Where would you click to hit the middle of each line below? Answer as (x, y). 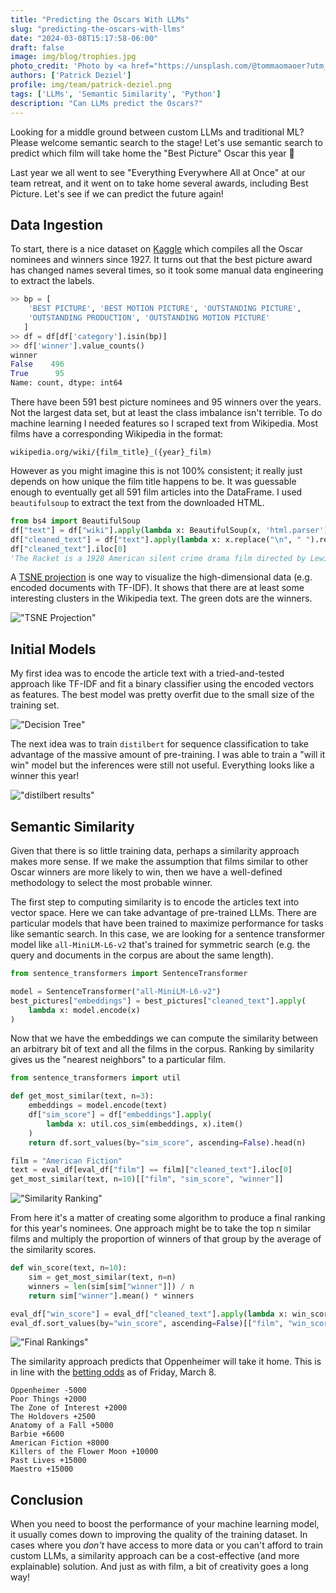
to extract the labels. (52, 281)
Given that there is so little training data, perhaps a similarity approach (155, 851)
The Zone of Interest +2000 (69, 1408)
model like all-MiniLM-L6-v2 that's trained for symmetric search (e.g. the (160, 945)
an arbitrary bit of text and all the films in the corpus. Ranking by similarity (162, 1049)
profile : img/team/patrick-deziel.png (91, 85)
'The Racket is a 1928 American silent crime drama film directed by (158, 558)
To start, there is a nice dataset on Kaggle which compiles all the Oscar (156, 249)
